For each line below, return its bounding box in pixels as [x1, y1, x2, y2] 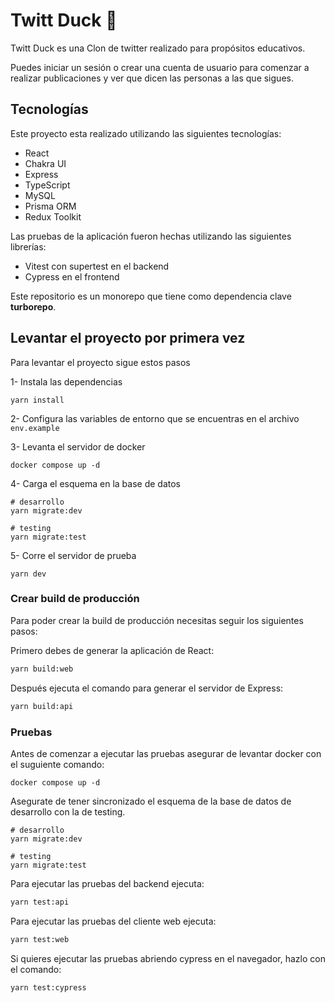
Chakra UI [24, 157, 67, 169]
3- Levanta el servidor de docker [10, 440, 146, 453]
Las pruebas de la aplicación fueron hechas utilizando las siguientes [10, 230, 292, 242]
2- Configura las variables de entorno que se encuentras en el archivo [10, 412, 300, 424]
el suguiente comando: [10, 758, 105, 770]
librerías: [10, 240, 47, 253]
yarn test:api [10, 897, 70, 907]
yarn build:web [10, 664, 74, 674]
